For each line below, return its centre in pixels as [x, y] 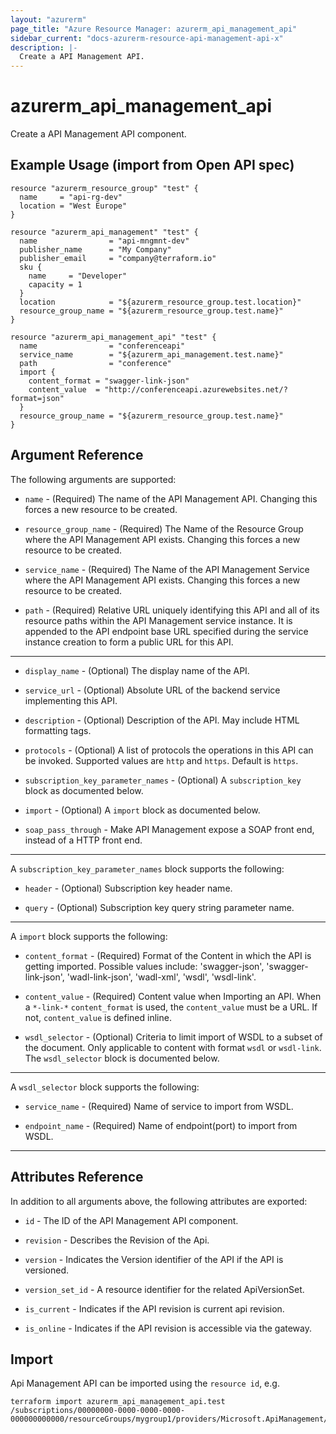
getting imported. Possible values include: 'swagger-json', [144, 966]
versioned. [47, 1270]
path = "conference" [95, 363]
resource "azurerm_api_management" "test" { [104, 232]
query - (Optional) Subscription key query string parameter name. [159, 907]
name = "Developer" [78, 276]
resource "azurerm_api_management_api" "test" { [113, 337]
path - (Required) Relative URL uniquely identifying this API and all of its [172, 610]
